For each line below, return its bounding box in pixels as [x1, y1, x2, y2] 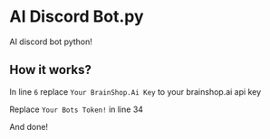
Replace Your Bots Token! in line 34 [9, 104, 143, 115]
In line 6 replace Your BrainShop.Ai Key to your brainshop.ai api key [9, 86, 262, 97]
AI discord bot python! [9, 36, 93, 47]
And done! [9, 121, 48, 132]
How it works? [9, 62, 92, 78]
